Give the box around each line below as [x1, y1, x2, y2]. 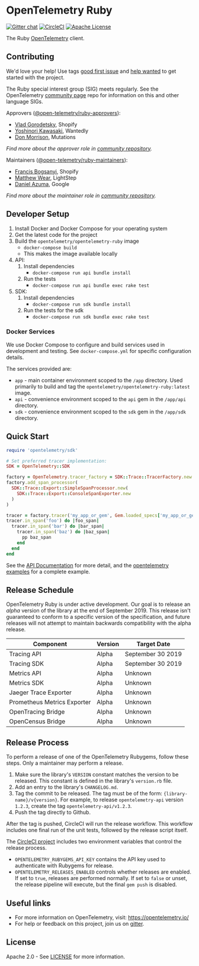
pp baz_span [21, 534, 52, 541]
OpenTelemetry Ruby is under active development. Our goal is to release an [6, 601, 191, 608]
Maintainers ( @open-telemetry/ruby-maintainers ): [6, 156, 128, 163]
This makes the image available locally [23, 250, 118, 257]
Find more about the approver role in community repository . [6, 145, 152, 152]
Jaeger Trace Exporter [9, 688, 72, 697]
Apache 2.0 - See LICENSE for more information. [6, 953, 126, 960]
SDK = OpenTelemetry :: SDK [6, 463, 70, 470]
